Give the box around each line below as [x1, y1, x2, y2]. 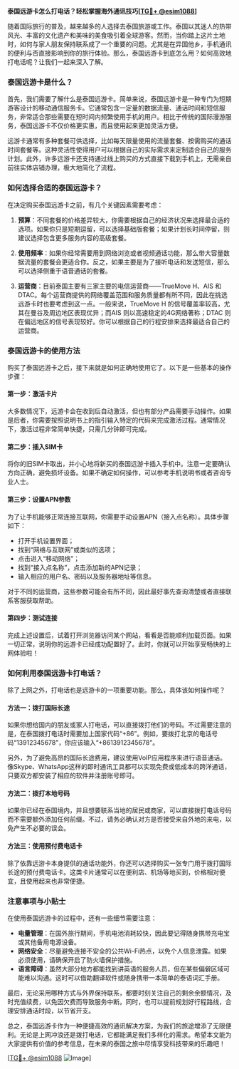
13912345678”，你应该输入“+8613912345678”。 [16, 738, 159, 747]
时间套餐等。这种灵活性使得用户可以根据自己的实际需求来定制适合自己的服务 [7, 145, 232, 154]
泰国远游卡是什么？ [7, 77, 73, 87]
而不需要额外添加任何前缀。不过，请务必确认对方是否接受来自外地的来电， [7, 815, 225, 824]
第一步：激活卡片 [7, 390, 58, 398]
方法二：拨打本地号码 [7, 789, 70, 797]
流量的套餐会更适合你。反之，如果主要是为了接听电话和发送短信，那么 [23, 257, 230, 266]
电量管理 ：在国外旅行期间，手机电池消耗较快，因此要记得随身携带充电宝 [17, 929, 230, 937]
